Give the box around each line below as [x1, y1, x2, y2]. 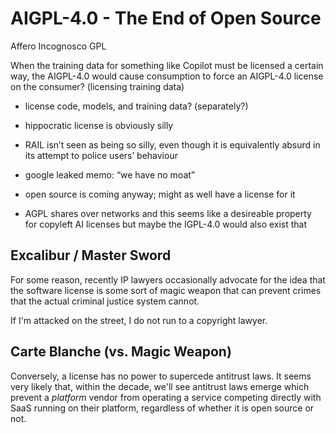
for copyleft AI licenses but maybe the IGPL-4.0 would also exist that [24, 218, 308, 230]
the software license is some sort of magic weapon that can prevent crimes [10, 284, 322, 296]
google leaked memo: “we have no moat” [24, 168, 195, 181]
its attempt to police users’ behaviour [24, 149, 178, 161]
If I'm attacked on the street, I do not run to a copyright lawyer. [10, 314, 268, 326]
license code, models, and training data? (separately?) [24, 100, 249, 112]
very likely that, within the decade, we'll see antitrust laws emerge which [10, 380, 310, 392]
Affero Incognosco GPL [10, 40, 107, 52]
